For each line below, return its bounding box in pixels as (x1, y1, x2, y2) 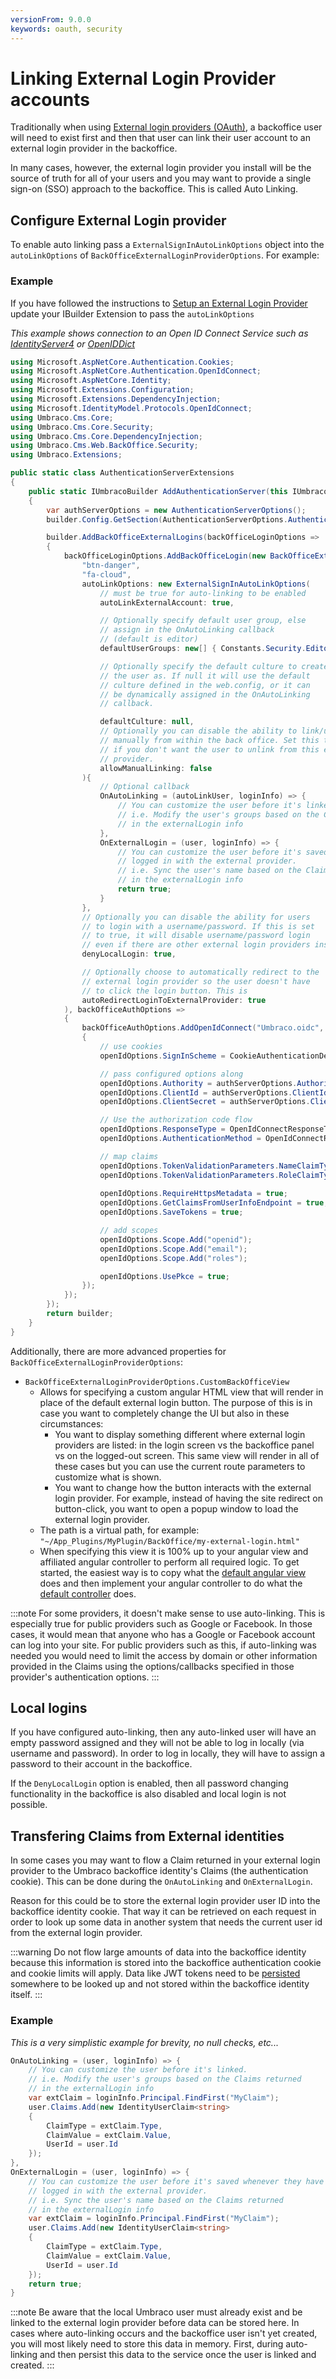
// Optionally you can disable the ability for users (81, 912, 311, 922)
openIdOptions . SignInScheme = (99, 1051, 226, 1061)
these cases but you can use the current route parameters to (54, 1460, 306, 1472)
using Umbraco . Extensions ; (10, 450, 123, 460)
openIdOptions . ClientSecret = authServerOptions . (99, 1097, 311, 1107)
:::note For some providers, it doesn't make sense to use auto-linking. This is (10, 1607, 326, 1619)
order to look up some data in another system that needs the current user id (10, 1916, 323, 1928)
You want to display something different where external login (54, 1428, 306, 1440)
